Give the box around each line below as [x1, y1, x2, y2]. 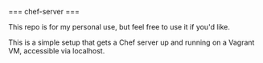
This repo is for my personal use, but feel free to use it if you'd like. [8, 22, 231, 31]
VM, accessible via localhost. [8, 46, 105, 55]
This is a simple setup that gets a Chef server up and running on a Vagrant [8, 37, 255, 47]
